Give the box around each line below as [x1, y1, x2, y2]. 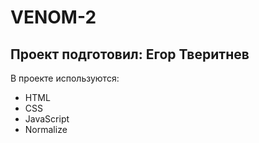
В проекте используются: [10, 72, 120, 84]
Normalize [24, 124, 68, 135]
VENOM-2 [10, 6, 97, 29]
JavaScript [24, 113, 70, 125]
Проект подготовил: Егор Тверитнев [10, 46, 250, 63]
